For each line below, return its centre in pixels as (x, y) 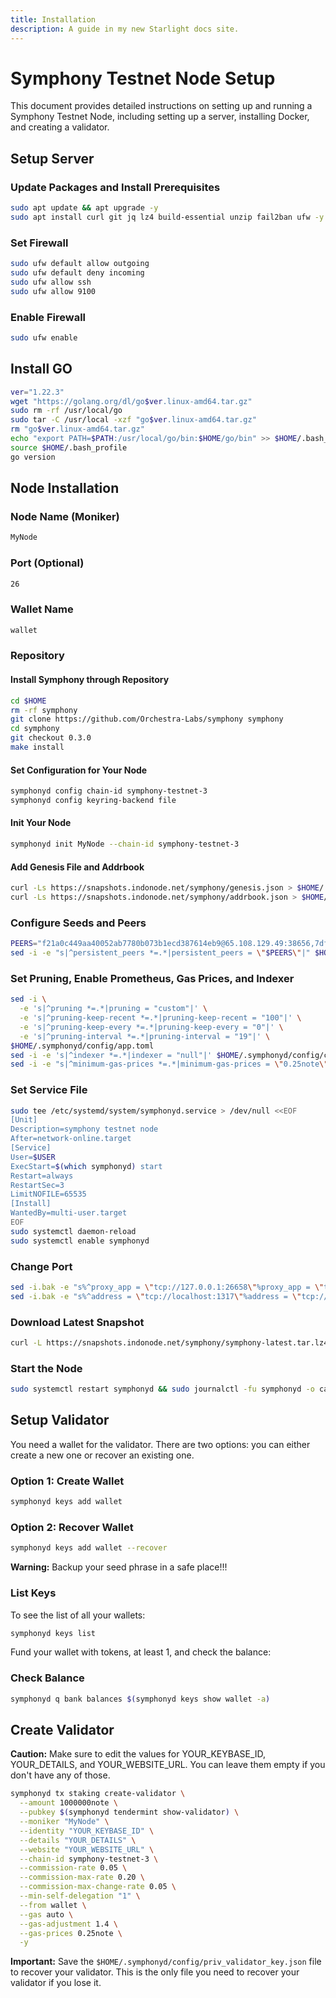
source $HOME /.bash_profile (69, 447)
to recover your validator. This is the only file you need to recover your (155, 1972)
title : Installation (53, 19)
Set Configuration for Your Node (79, 770)
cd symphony (35, 729)
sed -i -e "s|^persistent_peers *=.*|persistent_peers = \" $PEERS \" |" (160, 953)
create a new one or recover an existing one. (102, 1455)
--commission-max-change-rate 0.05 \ (98, 1887)
